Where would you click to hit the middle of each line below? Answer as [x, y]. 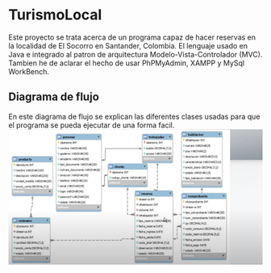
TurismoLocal [55, 15]
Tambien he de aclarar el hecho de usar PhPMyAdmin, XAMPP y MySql [126, 63]
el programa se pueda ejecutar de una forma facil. [92, 125]
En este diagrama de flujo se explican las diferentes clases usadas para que [134, 116]
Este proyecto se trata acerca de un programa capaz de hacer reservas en [132, 37]
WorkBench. [29, 71]
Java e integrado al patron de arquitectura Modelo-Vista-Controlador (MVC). [135, 54]
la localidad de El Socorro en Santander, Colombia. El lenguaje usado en [128, 45]
